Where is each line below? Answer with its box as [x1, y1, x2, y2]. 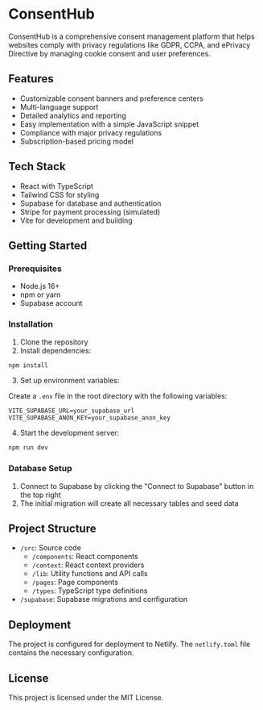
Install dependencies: [19, 345, 92, 355]
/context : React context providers [31, 560, 145, 570]
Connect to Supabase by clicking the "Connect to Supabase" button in [19, 481, 254, 491]
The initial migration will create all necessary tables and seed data [19, 498, 239, 508]
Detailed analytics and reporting [19, 111, 126, 120]
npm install [8, 361, 48, 370]
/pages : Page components [31, 578, 119, 587]
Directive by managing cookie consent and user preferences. [8, 48, 211, 58]
